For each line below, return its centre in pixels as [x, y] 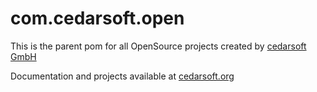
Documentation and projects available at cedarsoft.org [122, 76]
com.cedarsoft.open [97, 18]
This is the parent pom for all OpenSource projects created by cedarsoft [158, 46]
